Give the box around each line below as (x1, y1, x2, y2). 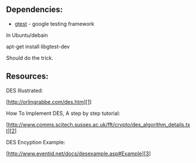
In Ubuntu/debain (6, 32, 48, 39)
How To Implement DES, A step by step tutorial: (6, 110, 121, 117)
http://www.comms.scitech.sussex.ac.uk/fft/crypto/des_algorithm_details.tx (8, 121, 191, 128)
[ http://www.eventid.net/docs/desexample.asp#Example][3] (6, 150, 151, 157)
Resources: (6, 72, 49, 81)
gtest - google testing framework (14, 20, 95, 27)
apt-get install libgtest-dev (6, 43, 70, 50)
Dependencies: (6, 5, 63, 15)
